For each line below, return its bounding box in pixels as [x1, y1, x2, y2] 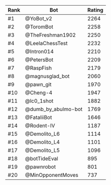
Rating [87, 7, 103, 13]
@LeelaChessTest [25, 40, 68, 47]
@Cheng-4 [25, 89, 52, 96]
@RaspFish [25, 64, 52, 71]
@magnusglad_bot [25, 73, 70, 80]
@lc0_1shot [25, 97, 54, 104]
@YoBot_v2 [25, 15, 52, 22]
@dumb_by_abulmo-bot [25, 106, 83, 113]
